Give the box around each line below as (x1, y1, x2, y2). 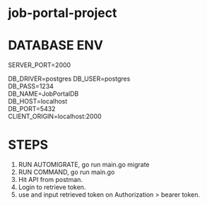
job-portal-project (8, 5, 117, 21)
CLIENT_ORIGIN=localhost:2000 (8, 112, 102, 121)
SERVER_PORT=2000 (8, 61, 71, 69)
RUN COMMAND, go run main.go (18, 168, 115, 176)
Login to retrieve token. (18, 183, 86, 192)
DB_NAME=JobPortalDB (8, 90, 79, 98)
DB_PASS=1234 (8, 82, 54, 91)
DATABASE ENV (8, 38, 103, 54)
